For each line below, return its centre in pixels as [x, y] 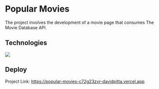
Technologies [26, 43]
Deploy [16, 70]
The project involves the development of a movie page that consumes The [79, 22]
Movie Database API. [26, 27]
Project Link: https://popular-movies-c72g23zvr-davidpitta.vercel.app [75, 81]
